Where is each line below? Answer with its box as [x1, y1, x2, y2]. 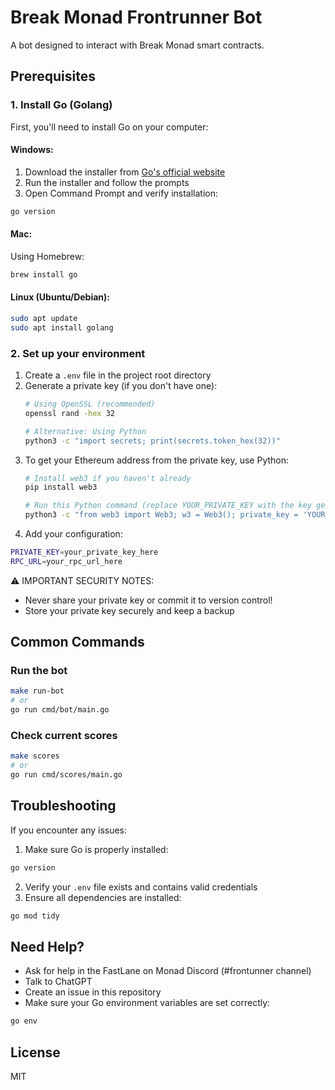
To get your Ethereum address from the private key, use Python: [24, 454, 290, 466]
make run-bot [10, 686, 65, 696]
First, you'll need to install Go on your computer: [10, 121, 209, 133]
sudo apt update [10, 313, 78, 323]
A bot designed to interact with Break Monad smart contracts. [10, 39, 265, 51]
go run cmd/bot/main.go [10, 705, 110, 715]
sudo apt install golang [10, 322, 114, 333]
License [10, 1044, 61, 1061]
